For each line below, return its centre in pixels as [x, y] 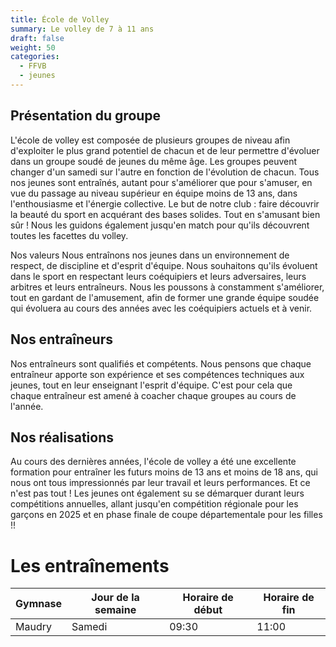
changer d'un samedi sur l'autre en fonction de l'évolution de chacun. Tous [165, 172]
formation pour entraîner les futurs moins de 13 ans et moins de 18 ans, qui [164, 472]
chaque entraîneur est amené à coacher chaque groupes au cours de [153, 395]
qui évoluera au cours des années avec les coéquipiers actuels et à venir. [161, 308]
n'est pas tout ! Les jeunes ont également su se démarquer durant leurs [157, 493]
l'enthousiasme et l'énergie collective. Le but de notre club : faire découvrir [165, 203]
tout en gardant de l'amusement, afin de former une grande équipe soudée [165, 297]
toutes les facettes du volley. [69, 235]
